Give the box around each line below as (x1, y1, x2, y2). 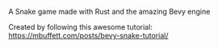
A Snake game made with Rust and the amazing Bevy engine (8, 7, 211, 16)
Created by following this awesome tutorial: (8, 22, 153, 31)
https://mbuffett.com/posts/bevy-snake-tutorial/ (8, 31, 169, 40)
